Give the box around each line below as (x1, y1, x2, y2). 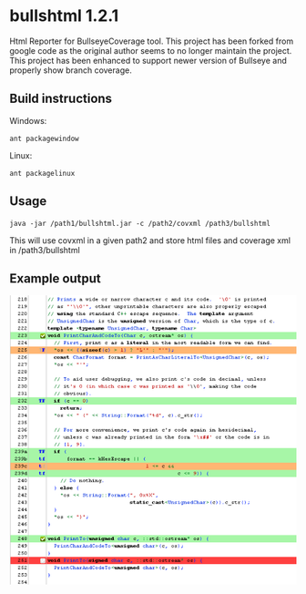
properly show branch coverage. (9, 65, 132, 76)
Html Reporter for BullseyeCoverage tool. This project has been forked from (9, 36, 294, 46)
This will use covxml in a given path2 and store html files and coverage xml (9, 234, 291, 246)
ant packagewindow (9, 134, 79, 143)
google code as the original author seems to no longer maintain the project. (9, 45, 292, 56)
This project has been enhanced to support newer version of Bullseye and (9, 55, 287, 66)
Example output (9, 271, 102, 286)
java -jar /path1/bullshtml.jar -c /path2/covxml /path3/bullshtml (9, 219, 271, 228)
